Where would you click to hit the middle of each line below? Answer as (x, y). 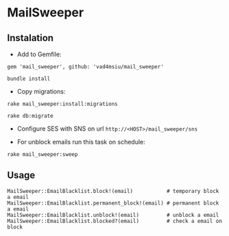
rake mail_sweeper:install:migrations (62, 104)
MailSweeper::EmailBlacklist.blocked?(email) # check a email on (115, 221)
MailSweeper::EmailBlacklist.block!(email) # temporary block (113, 191)
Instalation (30, 38)
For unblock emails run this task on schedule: (81, 142)
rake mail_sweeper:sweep (43, 155)
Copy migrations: (41, 91)
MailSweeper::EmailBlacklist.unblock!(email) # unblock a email (113, 215)
